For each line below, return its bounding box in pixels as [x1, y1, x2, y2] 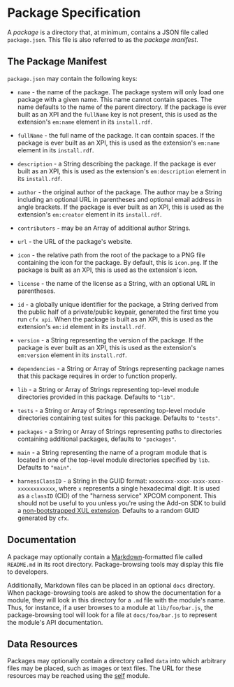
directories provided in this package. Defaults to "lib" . [17, 393, 175, 401]
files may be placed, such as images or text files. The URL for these [7, 664, 202, 672]
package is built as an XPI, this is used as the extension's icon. [17, 266, 198, 274]
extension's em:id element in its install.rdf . [17, 322, 147, 331]
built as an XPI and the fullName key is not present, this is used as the [17, 110, 218, 118]
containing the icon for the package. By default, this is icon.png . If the [17, 258, 219, 266]
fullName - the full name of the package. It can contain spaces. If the [17, 131, 215, 139]
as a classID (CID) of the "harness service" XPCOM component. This [17, 491, 217, 500]
